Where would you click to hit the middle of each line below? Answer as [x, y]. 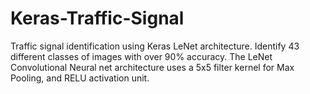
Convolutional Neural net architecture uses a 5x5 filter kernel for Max [152, 67]
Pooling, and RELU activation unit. [80, 78]
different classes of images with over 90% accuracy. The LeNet [141, 56]
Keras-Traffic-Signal [97, 18]
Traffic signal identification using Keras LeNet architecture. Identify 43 [155, 46]
